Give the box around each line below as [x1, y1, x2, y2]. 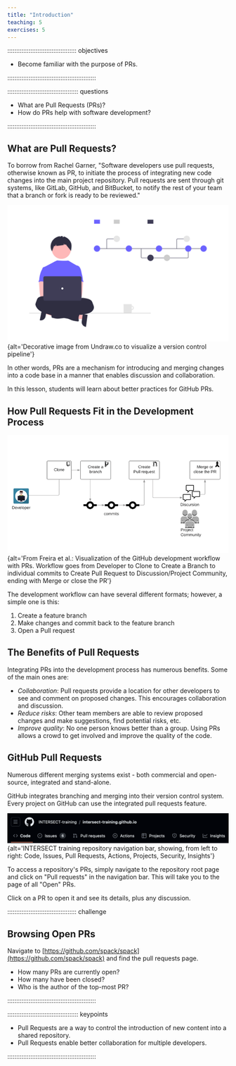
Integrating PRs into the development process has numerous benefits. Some [7, 665, 228, 674]
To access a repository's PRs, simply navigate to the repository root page [7, 865, 220, 874]
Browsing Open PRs [7, 928, 96, 940]
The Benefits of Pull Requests [7, 646, 140, 658]
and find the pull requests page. [106, 954, 199, 962]
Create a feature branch [17, 611, 87, 620]
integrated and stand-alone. [30, 778, 112, 786]
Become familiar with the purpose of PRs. [17, 60, 138, 68]
